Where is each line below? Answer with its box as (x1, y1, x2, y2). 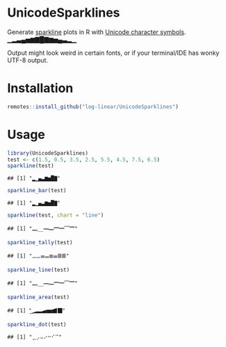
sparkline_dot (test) (7, 321, 67, 328)
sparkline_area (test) (7, 294, 70, 301)
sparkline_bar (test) (7, 187, 67, 194)
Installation (7, 81, 74, 96)
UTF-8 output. (7, 56, 49, 64)
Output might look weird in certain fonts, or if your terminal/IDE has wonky (7, 49, 220, 57)
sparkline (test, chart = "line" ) (7, 212, 104, 219)
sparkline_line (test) (7, 266, 70, 273)
